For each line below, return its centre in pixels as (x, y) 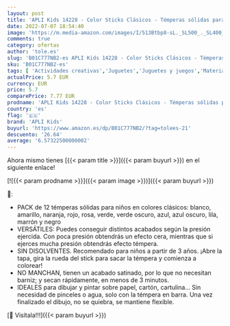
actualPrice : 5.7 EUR (38, 77)
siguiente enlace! (31, 168)
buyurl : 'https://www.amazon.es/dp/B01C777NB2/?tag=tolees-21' (99, 128)
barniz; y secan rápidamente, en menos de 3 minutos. (93, 280)
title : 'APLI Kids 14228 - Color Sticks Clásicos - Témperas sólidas (108, 20)
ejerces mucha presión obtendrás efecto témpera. (88, 244)
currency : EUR (27, 84)
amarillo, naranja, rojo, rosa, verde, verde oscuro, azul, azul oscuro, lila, (117, 215)
